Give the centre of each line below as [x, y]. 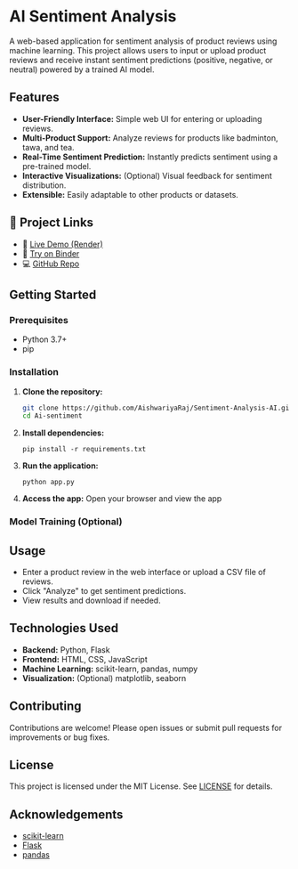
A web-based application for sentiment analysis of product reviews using [143, 41]
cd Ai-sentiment [52, 416]
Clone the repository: [62, 391]
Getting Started [53, 294]
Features [34, 97]
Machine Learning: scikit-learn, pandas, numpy [110, 669]
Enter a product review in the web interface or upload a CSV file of [144, 573]
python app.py [48, 483]
